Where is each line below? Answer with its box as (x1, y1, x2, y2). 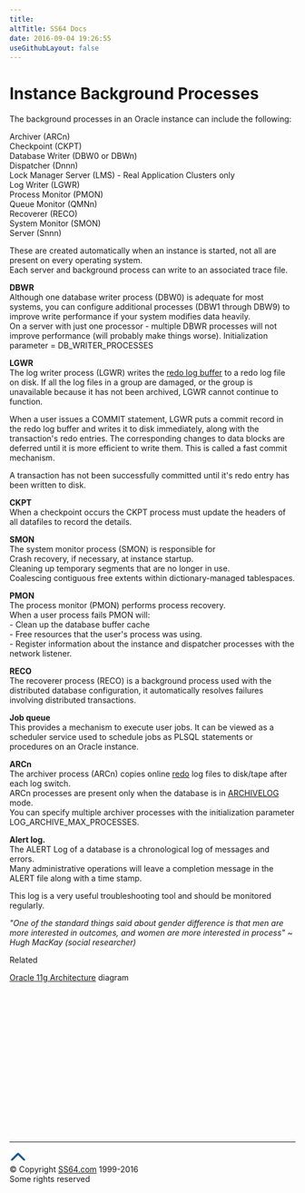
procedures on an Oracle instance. (9, 741, 139, 753)
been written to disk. (9, 479, 86, 490)
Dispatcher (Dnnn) (9, 160, 79, 172)
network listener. (9, 648, 73, 659)
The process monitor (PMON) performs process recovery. (9, 600, 226, 611)
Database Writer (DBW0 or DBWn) (9, 151, 138, 162)
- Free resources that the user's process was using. (9, 629, 202, 640)
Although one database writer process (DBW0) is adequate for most (9, 291, 264, 303)
